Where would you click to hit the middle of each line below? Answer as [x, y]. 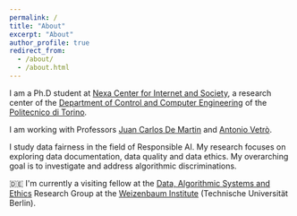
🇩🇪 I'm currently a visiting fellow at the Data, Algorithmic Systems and [140, 183]
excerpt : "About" [42, 34]
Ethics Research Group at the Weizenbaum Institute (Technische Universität [149, 193]
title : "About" [38, 26]
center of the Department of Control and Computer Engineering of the [138, 102]
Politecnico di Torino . [48, 112]
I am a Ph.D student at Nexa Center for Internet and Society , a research [140, 93]
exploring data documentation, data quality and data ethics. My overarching [149, 156]
